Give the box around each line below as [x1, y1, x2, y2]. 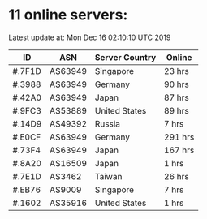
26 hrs [163, 170, 189, 182]
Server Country [94, 51, 157, 62]
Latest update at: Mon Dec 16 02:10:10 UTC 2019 [8, 32, 171, 42]
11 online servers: [8, 6, 128, 24]
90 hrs [163, 79, 189, 90]
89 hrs [163, 105, 189, 116]
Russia [94, 118, 120, 129]
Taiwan [94, 170, 123, 182]
